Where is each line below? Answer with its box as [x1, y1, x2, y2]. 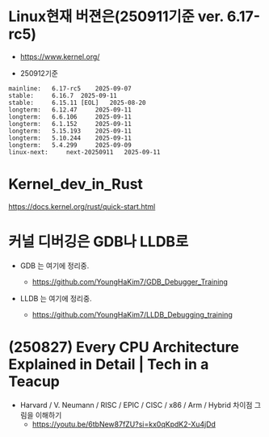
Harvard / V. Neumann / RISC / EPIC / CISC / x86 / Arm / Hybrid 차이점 [19, 400, 253, 410]
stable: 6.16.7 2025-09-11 [8, 91, 117, 99]
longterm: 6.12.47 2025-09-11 [8, 106, 132, 114]
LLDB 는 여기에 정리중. [19, 293, 92, 303]
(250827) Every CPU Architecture [8, 338, 240, 356]
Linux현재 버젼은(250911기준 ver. [8, 7, 225, 26]
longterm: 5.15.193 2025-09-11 [8, 127, 132, 135]
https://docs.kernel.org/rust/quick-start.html [8, 201, 156, 211]
